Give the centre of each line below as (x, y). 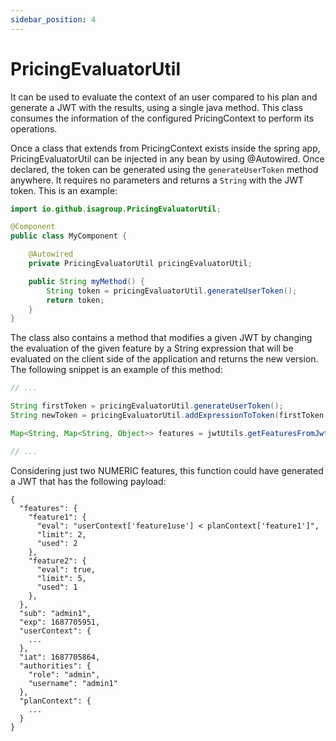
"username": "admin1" (73, 683)
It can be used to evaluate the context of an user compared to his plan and (164, 97)
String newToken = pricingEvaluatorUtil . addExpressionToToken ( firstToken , (169, 416)
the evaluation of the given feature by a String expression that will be (152, 348)
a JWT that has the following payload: (88, 481)
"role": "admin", (64, 674)
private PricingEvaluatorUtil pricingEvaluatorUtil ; (140, 264)
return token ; (75, 300)
